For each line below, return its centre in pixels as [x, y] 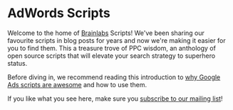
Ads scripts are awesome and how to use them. [77, 84]
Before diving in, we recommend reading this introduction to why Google [114, 77]
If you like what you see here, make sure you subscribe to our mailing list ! [115, 99]
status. [17, 63]
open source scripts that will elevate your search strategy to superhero [112, 56]
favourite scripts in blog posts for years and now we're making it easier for [116, 40]
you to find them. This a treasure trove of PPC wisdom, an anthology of [112, 48]
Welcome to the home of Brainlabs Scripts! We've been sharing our [106, 33]
